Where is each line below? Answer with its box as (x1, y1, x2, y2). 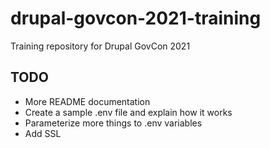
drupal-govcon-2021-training (10, 7, 262, 30)
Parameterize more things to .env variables (24, 117, 203, 129)
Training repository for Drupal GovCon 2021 (10, 40, 191, 52)
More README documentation (24, 95, 151, 107)
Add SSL (24, 127, 62, 139)
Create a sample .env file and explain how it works (24, 106, 233, 118)
